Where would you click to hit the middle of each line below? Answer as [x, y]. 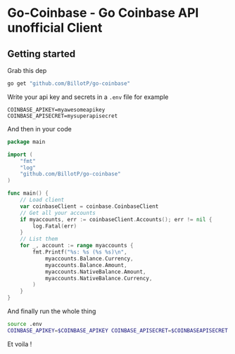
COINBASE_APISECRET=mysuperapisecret [63, 116]
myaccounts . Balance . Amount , [86, 265]
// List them [39, 239]
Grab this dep [27, 71]
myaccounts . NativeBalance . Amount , [95, 272]
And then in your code [39, 129]
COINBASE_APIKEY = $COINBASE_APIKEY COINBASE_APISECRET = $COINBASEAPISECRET [118, 330]
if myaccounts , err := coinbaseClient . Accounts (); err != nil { [116, 219]
